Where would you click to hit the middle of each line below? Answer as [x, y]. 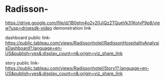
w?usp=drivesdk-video [29, 28]
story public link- [22, 63]
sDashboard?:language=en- [34, 48]
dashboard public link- [28, 38]
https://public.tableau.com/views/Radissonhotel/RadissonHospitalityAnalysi [82, 42]
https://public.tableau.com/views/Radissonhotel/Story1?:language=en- [77, 68]
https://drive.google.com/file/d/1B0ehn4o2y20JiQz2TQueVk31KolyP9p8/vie [82, 23]
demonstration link [72, 28]
